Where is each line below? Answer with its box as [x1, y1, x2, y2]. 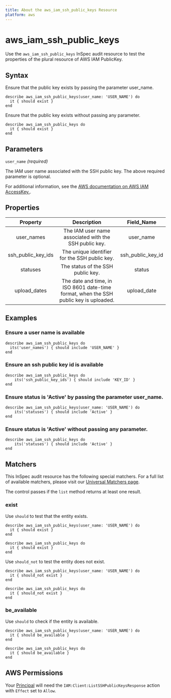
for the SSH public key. [59, 254, 115, 261]
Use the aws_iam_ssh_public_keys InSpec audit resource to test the [5, 51, 145, 57]
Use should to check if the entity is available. [5, 618, 99, 624]
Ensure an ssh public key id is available [5, 361, 104, 368]
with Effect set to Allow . [5, 687, 56, 693]
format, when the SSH [60, 290, 113, 297]
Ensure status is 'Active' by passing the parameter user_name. [5, 393, 164, 400]
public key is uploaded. [59, 296, 115, 303]
